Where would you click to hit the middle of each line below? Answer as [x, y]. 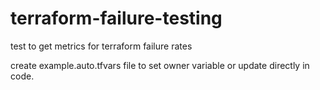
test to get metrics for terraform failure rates [101, 46]
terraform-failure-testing [116, 18]
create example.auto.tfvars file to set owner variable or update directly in [160, 65]
